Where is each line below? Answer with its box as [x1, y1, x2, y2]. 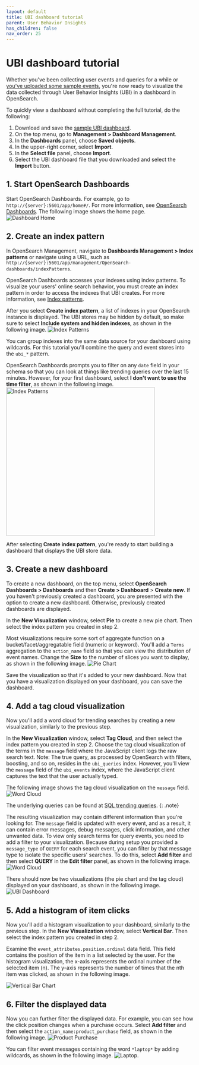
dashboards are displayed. [6, 605, 71, 612]
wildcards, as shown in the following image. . [6, 1051, 139, 1058]
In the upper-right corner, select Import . [14, 143, 113, 150]
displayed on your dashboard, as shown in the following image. [6, 882, 161, 889]
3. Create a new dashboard [6, 564, 108, 574]
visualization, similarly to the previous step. [6, 723, 112, 730]
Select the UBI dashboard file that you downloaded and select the [14, 156, 176, 163]
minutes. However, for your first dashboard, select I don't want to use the [6, 374, 187, 381]
